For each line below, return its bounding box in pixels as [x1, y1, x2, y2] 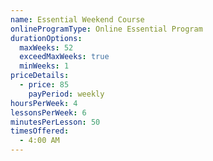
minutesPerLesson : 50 [10, 117, 101, 127]
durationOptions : [10, 33, 83, 43]
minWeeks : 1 [19, 61, 70, 71]
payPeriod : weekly [28, 89, 105, 99]
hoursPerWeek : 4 [10, 98, 78, 108]
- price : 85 [19, 80, 70, 90]
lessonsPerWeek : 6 [10, 107, 87, 118]
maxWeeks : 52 [19, 42, 74, 53]
